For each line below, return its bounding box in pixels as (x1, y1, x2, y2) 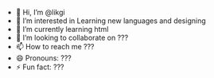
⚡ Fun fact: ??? (15, 62, 64, 72)
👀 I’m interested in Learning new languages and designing (15, 16, 206, 25)
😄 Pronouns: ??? (15, 53, 72, 63)
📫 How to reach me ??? (15, 42, 95, 51)
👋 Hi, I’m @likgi (15, 8, 65, 17)
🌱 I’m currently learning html (15, 25, 109, 33)
